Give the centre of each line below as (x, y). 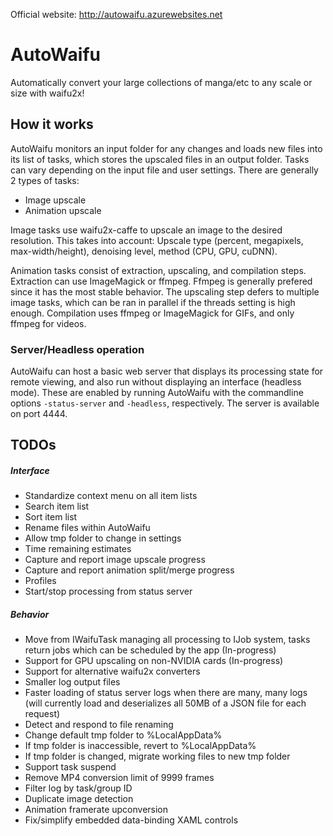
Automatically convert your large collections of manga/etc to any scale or (161, 82)
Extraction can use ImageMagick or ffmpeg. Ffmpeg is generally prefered (161, 281)
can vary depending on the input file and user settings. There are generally (164, 170)
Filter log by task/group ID (78, 788)
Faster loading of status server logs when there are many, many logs (166, 693)
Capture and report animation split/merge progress (129, 570)
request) (42, 714)
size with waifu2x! (47, 93)
